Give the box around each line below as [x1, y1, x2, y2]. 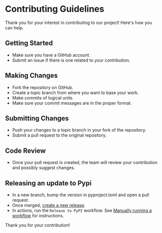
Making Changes [5, 71, 58, 80]
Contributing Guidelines [5, 3, 104, 15]
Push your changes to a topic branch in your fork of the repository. [12, 127, 146, 133]
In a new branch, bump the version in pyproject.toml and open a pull [12, 192, 150, 198]
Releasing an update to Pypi [5, 179, 92, 187]
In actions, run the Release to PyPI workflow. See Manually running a [12, 208, 152, 213]
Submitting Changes [5, 114, 69, 122]
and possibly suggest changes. [12, 165, 75, 171]
